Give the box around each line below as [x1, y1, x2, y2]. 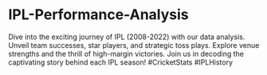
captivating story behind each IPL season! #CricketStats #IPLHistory [8, 57, 234, 67]
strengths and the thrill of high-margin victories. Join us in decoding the [8, 49, 245, 58]
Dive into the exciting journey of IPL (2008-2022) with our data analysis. [8, 32, 245, 41]
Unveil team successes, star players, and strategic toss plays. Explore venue [8, 40, 260, 49]
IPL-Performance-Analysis [8, 6, 189, 24]
